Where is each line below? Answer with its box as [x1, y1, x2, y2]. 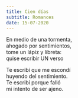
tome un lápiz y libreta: [6, 49, 62, 56]
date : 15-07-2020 [6, 20, 49, 26]
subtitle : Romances [6, 14, 54, 20]
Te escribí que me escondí [6, 67, 71, 74]
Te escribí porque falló [6, 79, 61, 86]
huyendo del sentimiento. [6, 72, 68, 80]
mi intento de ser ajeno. [6, 86, 64, 93]
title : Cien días [6, 8, 49, 15]
